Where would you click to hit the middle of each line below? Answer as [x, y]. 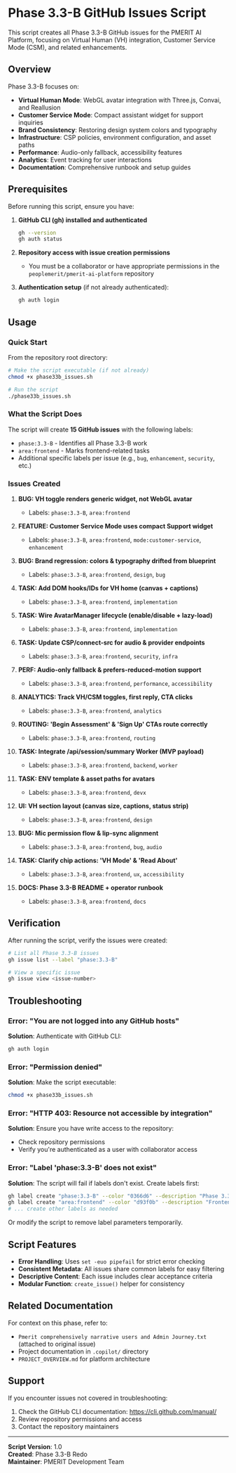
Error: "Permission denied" [55, 1067]
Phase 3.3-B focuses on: [43, 86]
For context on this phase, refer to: [58, 1323]
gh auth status [40, 239]
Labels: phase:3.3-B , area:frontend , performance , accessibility [120, 683]
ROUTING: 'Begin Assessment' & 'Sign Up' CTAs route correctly [113, 724]
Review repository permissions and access [80, 1419]
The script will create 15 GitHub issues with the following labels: [100, 429]
